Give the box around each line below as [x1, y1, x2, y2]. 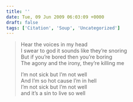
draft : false [6, 19, 38, 25]
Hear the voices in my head [20, 41, 87, 48]
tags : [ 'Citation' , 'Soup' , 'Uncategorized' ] [6, 25, 120, 31]
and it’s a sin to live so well [20, 90, 86, 97]
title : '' [6, 8, 31, 15]
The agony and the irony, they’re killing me [20, 60, 125, 67]
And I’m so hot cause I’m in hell [20, 77, 97, 84]
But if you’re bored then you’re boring [20, 53, 112, 60]
